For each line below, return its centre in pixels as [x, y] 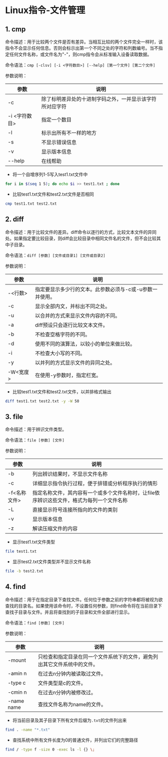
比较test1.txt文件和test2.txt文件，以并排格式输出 [62, 391]
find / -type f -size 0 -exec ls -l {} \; [50, 749]
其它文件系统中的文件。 [70, 664]
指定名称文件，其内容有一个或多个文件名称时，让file [93, 493]
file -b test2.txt [24, 571]
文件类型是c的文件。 [62, 683]
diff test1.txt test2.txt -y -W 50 [42, 401]
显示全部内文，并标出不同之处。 [72, 306]
